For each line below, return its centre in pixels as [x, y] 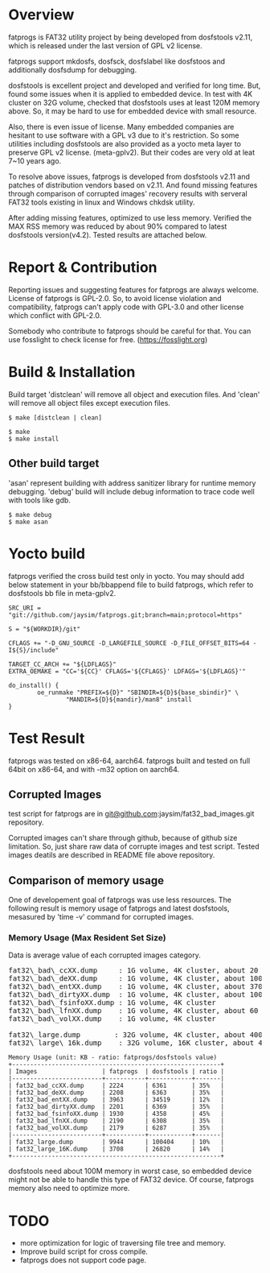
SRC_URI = [25, 608]
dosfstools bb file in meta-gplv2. [62, 593]
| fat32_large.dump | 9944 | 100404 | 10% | [117, 1142]
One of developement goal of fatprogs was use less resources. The [120, 900]
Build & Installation [72, 372]
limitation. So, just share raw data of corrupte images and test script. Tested [134, 846]
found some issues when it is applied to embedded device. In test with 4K [131, 93]
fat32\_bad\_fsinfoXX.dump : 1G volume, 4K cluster [112, 1003]
